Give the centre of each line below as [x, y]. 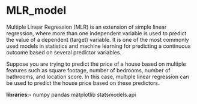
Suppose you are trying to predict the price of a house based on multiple [96, 64]
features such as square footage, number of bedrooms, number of [88, 70]
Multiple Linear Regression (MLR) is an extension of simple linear [86, 27]
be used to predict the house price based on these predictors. [83, 83]
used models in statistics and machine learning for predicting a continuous [98, 46]
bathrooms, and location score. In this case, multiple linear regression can [98, 77]
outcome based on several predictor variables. [64, 52]
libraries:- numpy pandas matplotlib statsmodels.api [71, 94]
